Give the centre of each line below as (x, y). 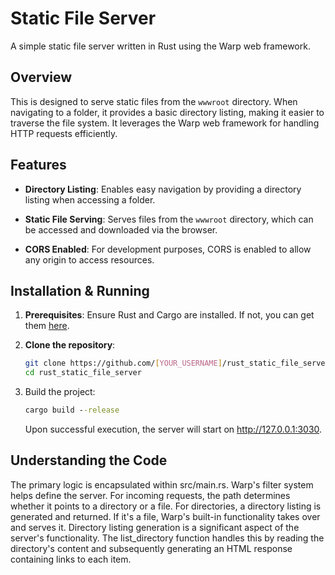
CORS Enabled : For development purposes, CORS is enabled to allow (168, 249)
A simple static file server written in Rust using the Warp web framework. (160, 46)
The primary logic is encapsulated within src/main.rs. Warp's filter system (162, 484)
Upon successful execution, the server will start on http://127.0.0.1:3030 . (173, 429)
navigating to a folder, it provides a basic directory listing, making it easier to (167, 112)
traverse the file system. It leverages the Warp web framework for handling (165, 123)
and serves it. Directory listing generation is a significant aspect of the (155, 527)
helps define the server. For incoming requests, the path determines (150, 495)
